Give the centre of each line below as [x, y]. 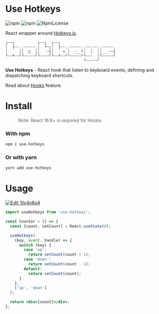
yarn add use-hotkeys [28, 168]
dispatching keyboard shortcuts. [39, 75]
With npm [18, 133]
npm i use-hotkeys [25, 144]
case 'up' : [35, 250]
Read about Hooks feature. [34, 85]
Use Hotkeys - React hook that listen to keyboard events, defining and [80, 70]
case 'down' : [38, 260]
